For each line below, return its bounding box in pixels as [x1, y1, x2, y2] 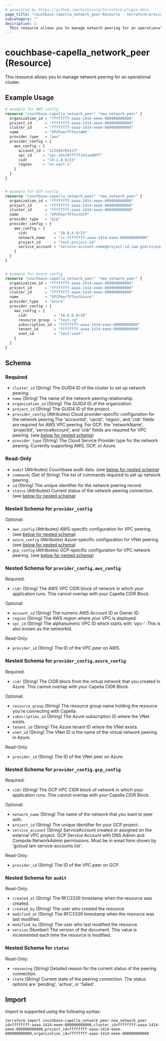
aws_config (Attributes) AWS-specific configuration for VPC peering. [12, 526, 152, 532]
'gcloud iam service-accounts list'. [12, 843, 83, 849]
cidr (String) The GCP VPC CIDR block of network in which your [12, 786, 143, 793]
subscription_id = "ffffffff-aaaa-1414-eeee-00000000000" [18, 322, 140, 327]
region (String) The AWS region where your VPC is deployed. [12, 615, 137, 621]
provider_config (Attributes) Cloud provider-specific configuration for [12, 411, 155, 417]
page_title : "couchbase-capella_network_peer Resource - [5, 12, 125, 17]
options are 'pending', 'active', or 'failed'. [12, 981, 95, 987]
